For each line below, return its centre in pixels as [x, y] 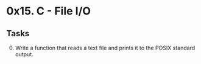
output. [24, 54]
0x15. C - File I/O [49, 11]
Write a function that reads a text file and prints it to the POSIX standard [105, 48]
